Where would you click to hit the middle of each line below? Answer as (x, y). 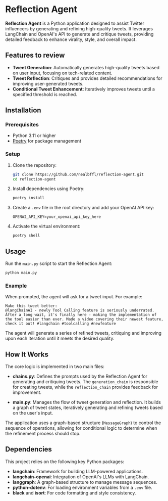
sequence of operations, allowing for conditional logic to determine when (81, 428)
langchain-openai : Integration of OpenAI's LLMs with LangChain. (81, 477)
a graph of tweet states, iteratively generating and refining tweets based (88, 407)
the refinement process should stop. (43, 434)
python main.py (21, 273)
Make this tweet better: (31, 306)
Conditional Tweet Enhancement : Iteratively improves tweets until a (84, 89)
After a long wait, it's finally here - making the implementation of (81, 315)
